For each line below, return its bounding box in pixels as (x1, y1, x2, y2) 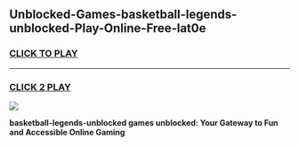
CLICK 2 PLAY (9, 81, 71, 93)
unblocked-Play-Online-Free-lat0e (9, 21, 206, 36)
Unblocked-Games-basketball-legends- (9, 7, 238, 22)
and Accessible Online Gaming (9, 127, 125, 137)
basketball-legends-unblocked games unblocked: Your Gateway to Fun (9, 117, 279, 127)
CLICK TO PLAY (9, 48, 78, 60)
